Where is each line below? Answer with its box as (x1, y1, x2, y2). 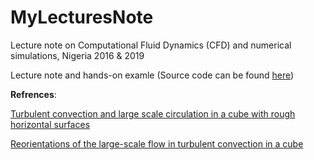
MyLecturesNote (10, 6, 154, 29)
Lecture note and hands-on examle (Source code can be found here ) (10, 69, 295, 81)
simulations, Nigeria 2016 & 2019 (10, 49, 145, 61)
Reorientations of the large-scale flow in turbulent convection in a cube (10, 137, 304, 150)
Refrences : (10, 88, 57, 100)
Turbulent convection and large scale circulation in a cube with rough (10, 107, 296, 120)
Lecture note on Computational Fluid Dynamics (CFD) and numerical (10, 39, 292, 51)
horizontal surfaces (10, 118, 91, 130)
